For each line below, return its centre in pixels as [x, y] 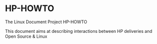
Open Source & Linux [26, 36]
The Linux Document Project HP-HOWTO [46, 22]
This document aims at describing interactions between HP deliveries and [79, 31]
